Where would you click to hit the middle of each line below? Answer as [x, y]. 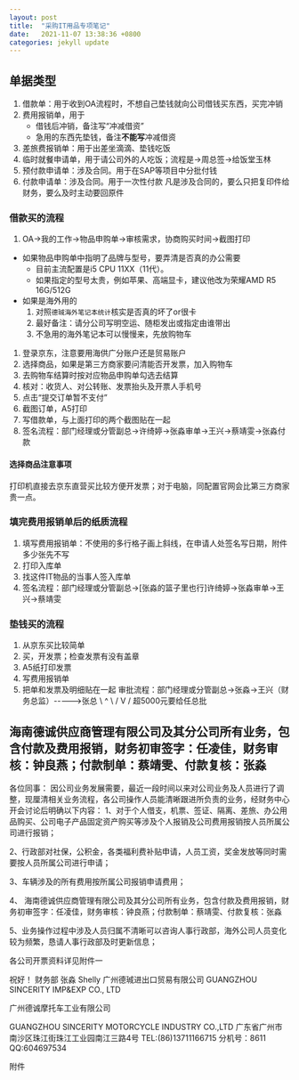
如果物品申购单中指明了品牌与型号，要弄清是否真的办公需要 [131, 258]
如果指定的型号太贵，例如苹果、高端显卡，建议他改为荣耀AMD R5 [156, 280]
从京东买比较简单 [53, 646]
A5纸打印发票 [47, 668]
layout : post [33, 17]
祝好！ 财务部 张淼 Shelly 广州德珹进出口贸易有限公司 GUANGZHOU [133, 979]
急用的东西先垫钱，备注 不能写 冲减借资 [105, 137]
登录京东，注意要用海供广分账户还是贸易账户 [104, 353]
